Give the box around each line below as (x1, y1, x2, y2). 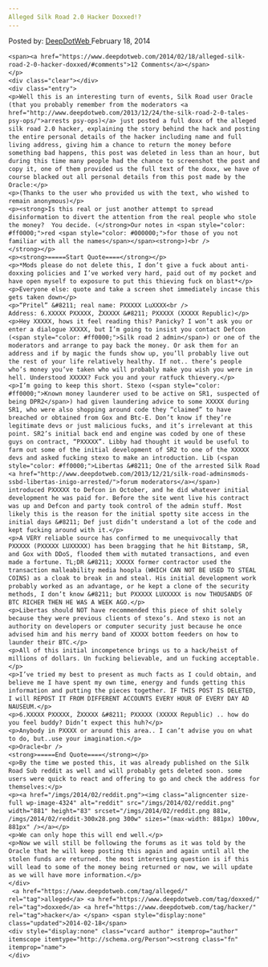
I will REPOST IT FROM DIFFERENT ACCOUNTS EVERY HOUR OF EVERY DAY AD (8, 694, 250, 702)
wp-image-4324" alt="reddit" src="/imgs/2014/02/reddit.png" (26, 798, 235, 807)
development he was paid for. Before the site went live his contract (8, 494, 250, 502)
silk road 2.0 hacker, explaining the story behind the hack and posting (8, 124, 261, 132)
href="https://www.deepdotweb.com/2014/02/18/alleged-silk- (40, 52, 246, 60)
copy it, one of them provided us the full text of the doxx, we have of (8, 165, 261, 173)
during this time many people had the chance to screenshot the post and (8, 156, 261, 165)
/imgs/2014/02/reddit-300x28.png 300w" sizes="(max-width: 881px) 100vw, (8, 815, 261, 823)
